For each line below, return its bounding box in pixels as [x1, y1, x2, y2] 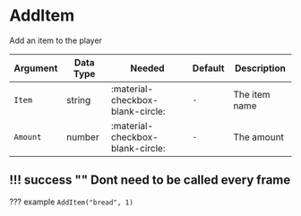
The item [232, 88, 271, 100]
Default [192, 62, 225, 74]
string [66, 93, 91, 106]
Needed [129, 62, 165, 74]
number [66, 131, 100, 143]
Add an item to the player [9, 35, 103, 46]
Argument [13, 62, 58, 74]
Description [234, 62, 287, 74]
